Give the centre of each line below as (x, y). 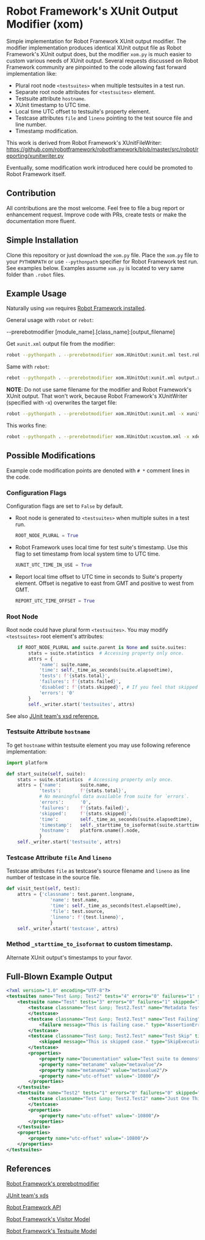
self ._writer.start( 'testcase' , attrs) (68, 928)
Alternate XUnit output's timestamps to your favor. (70, 957)
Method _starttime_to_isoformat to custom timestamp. (89, 944)
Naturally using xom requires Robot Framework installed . (76, 308)
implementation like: (31, 73)
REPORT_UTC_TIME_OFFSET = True (55, 601)
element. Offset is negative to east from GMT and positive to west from (104, 583)
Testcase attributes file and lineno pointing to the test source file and (104, 118)
